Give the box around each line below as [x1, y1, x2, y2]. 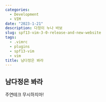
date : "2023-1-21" [5, 21, 43, 26]
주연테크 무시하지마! [5, 92, 44, 98]
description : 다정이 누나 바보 [5, 26, 63, 31]
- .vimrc [9, 40, 28, 45]
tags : [5, 35, 16, 40]
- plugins [9, 44, 30, 49]
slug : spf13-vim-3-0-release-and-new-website [5, 30, 101, 35]
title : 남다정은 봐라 [5, 58, 44, 63]
